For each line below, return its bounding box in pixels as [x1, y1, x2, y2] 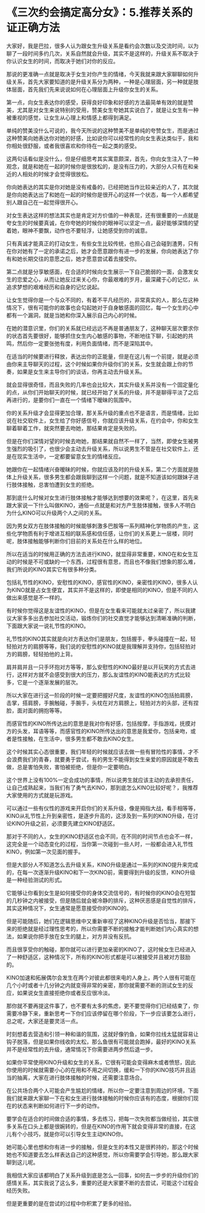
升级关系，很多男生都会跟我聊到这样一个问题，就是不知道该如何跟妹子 [16, 473, 193, 480]
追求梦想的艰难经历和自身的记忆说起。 [6, 283, 103, 291]
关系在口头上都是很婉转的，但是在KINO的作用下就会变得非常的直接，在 [11, 1123, 191, 1130]
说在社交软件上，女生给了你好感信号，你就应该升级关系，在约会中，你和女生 [6, 416, 199, 424]
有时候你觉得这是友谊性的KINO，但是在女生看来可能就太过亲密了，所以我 [6, 607, 191, 614]
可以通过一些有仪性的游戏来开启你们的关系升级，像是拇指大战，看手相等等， [6, 804, 199, 812]
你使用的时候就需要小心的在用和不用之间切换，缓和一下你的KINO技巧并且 [6, 1066, 191, 1073]
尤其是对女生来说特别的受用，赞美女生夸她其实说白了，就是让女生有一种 [16, 106, 199, 114]
